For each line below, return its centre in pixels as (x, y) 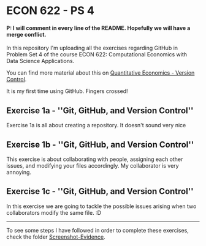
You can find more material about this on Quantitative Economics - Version (101, 73)
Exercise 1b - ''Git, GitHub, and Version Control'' (100, 144)
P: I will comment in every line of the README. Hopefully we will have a (98, 28)
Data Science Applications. (40, 61)
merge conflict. (26, 34)
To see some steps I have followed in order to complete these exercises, (97, 230)
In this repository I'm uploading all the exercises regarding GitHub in (92, 48)
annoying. (19, 173)
